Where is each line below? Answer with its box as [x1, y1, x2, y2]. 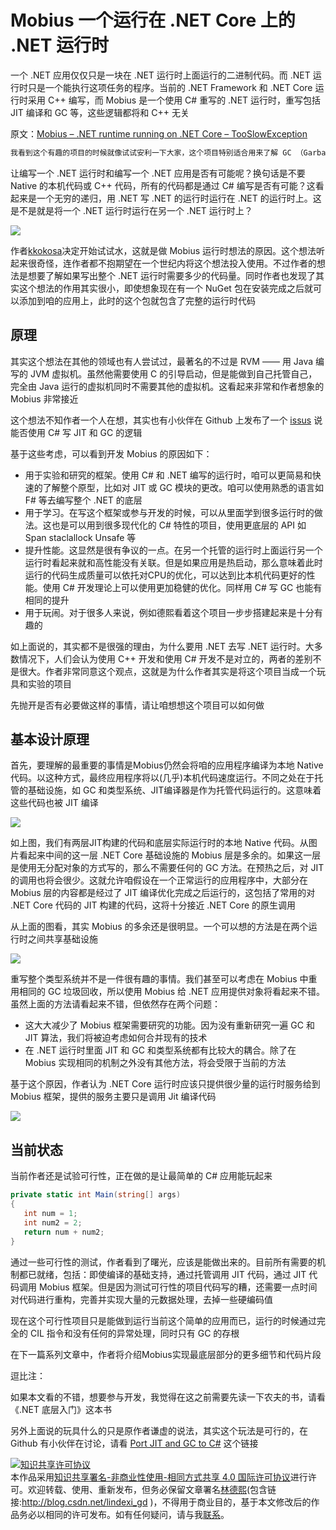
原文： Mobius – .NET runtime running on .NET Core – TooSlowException [10, 127, 308, 140]
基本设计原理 [10, 731, 90, 748]
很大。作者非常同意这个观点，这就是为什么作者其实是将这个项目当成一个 [18, 665, 317, 677]
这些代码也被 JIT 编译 [10, 797, 99, 809]
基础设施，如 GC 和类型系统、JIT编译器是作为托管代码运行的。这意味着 [27, 784, 322, 796]
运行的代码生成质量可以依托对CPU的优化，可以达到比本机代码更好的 [24, 569, 307, 581]
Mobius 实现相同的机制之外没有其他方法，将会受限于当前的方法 [24, 1057, 287, 1069]
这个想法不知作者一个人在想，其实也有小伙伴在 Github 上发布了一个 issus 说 [10, 414, 323, 426]
